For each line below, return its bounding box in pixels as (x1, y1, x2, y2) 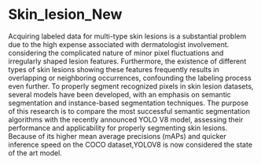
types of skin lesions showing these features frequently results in (8, 64, 219, 74)
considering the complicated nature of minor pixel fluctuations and (8, 48, 224, 57)
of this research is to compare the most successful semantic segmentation (8, 106, 250, 115)
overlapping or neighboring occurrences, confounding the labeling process (8, 73, 252, 82)
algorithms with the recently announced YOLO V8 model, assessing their (8, 115, 244, 124)
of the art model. (8, 148, 63, 158)
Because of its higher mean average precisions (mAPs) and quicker (8, 131, 226, 140)
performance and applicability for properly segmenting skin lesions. (8, 123, 228, 133)
